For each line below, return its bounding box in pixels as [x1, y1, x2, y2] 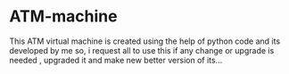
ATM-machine [9, 6, 118, 27]
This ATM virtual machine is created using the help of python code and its [9, 36, 281, 46]
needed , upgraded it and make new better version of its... [9, 54, 223, 65]
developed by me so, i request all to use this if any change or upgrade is [9, 45, 275, 55]
